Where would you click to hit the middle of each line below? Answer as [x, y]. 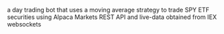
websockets [24, 24]
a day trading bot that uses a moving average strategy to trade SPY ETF [108, 10]
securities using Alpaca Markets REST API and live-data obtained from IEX [112, 17]
